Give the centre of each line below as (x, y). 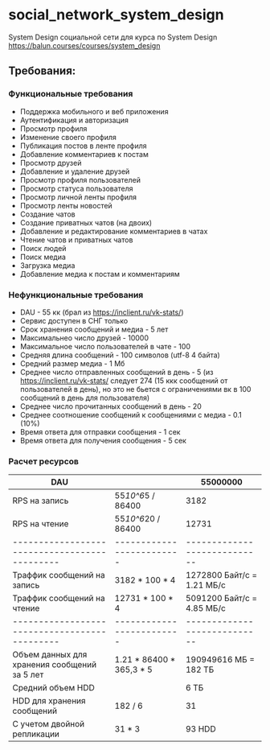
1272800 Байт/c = (221, 575)
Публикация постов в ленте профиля (83, 146)
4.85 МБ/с (206, 608)
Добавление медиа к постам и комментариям (100, 274)
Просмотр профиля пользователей (80, 179)
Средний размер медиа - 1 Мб (72, 363)
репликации (36, 734)
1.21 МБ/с (206, 585)
